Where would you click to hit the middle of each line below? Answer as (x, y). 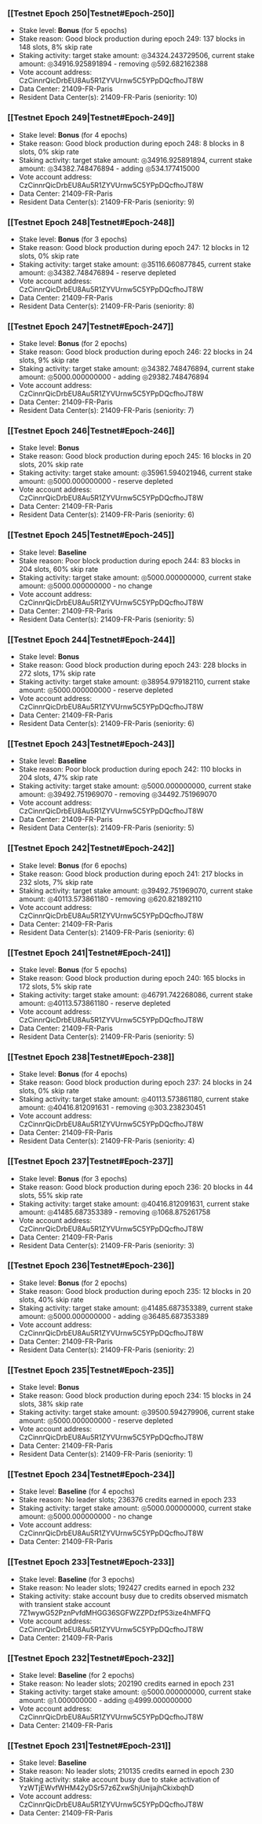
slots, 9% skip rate (49, 360)
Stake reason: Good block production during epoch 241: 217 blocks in (131, 874)
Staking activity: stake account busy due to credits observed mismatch (133, 1596)
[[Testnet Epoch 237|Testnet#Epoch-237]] (91, 1162)
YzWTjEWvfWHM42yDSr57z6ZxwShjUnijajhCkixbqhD (106, 1788)
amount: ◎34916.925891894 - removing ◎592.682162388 (113, 64)
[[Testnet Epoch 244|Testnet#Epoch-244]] (91, 639)
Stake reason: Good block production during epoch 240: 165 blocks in (132, 978)
